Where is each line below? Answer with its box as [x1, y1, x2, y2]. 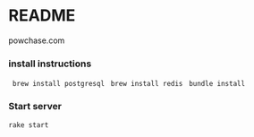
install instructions [8, 57, 92, 70]
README [8, 5, 76, 26]
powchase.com [8, 35, 65, 46]
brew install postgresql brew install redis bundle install [12, 80, 246, 89]
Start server [8, 100, 62, 113]
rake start [8, 120, 49, 130]
